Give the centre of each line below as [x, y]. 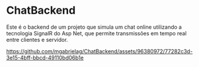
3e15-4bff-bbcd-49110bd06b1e [45, 57]
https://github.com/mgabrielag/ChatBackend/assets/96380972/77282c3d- [99, 51]
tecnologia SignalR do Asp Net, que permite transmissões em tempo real [96, 33]
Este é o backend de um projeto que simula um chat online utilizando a [94, 27]
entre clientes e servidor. [37, 39]
